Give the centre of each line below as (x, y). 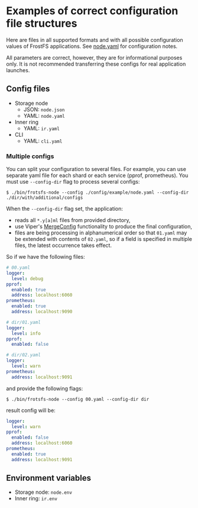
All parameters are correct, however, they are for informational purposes (94, 57)
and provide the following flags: (45, 388)
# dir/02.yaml (24, 355)
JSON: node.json (44, 109)
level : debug (27, 279)
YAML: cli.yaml (43, 141)
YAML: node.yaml (44, 115)
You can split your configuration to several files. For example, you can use (96, 169)
